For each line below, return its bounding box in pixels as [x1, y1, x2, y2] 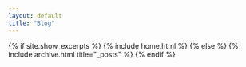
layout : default [8, 11, 62, 20]
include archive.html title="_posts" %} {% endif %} [8, 49, 176, 59]
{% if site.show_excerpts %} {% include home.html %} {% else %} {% [8, 41, 240, 50]
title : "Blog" [8, 19, 56, 27]
